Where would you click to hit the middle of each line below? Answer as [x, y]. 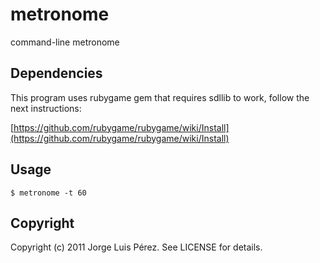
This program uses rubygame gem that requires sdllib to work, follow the [160, 97]
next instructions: [46, 108]
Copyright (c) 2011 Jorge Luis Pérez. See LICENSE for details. [136, 247]
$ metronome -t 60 [48, 193]
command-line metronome [65, 42]
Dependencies [56, 73]
